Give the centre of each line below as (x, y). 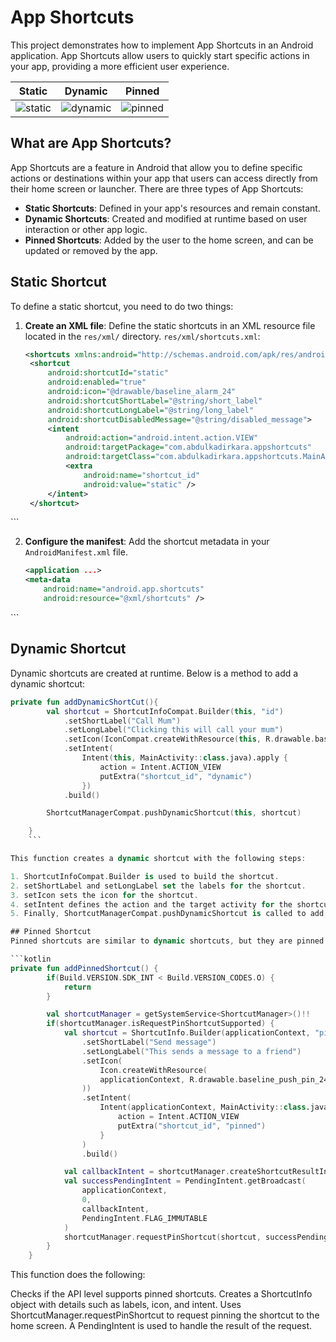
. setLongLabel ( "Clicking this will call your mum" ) (173, 730)
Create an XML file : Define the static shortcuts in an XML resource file (170, 325)
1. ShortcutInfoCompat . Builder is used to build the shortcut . (145, 876)
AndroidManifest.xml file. (76, 552)
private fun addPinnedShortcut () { (84, 968)
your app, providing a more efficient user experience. (120, 66)
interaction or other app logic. (86, 229)
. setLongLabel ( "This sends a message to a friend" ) (191, 1051)
